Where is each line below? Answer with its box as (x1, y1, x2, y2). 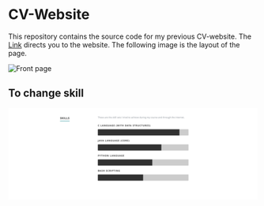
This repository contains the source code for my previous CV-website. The (8, 32, 251, 41)
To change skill (8, 87, 85, 100)
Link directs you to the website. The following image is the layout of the (8, 39, 240, 49)
